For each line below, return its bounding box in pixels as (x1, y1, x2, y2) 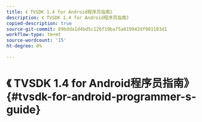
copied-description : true (6, 20, 72, 26)
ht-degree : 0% (6, 43, 43, 49)
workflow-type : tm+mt (6, 32, 61, 38)
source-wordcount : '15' (6, 37, 67, 43)
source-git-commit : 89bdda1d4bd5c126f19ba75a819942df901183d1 (6, 26, 167, 32)
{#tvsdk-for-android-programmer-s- (6, 90, 197, 104)
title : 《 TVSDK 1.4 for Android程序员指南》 (6, 9, 115, 15)
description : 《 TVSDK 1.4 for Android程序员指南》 (6, 15, 131, 21)
